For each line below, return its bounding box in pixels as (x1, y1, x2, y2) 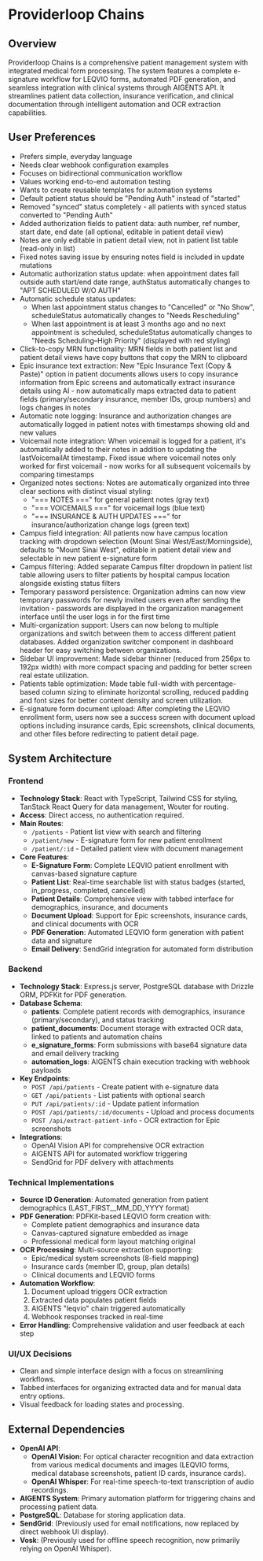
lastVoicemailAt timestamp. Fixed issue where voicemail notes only (19, 453, 236, 462)
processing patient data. (19, 1502, 99, 1511)
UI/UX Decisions (8, 1348, 72, 1359)
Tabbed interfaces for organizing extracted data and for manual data (19, 1383, 242, 1392)
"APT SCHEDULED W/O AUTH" (19, 285, 121, 295)
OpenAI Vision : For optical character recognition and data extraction (31, 1452, 254, 1462)
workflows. (19, 1374, 57, 1384)
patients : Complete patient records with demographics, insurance (31, 1007, 246, 1016)
